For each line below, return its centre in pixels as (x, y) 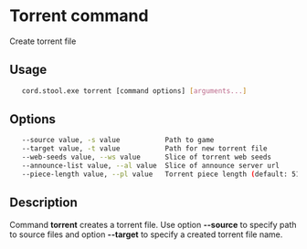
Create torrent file (43, 41)
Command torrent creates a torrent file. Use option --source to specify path (153, 224)
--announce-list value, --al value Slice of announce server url (151, 166)
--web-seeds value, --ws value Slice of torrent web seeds (147, 157)
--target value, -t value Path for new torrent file (144, 149)
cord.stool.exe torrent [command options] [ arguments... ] (134, 91)
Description (43, 203)
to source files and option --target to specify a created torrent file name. (146, 234)
